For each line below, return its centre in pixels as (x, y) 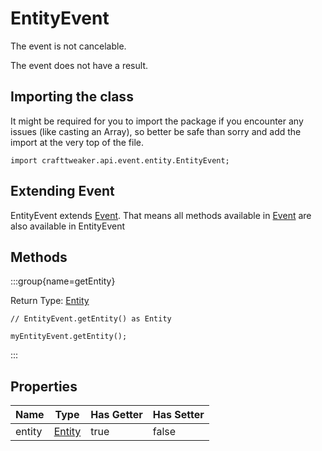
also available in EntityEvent (68, 226)
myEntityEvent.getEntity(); (69, 337)
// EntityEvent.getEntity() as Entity (91, 319)
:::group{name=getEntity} (63, 281)
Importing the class (72, 97)
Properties (44, 386)
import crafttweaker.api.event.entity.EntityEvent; (120, 160)
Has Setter (178, 415)
